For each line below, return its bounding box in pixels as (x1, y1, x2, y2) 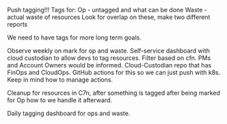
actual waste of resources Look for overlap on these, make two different (7, 13, 211, 21)
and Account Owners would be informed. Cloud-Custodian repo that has (7, 61, 212, 69)
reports (7, 20, 28, 28)
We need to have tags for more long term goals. (7, 33, 142, 42)
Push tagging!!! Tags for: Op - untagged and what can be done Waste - (7, 6, 207, 14)
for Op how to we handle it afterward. (7, 96, 113, 104)
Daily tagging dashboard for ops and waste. (7, 109, 131, 117)
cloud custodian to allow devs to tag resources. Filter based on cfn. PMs (7, 54, 211, 62)
